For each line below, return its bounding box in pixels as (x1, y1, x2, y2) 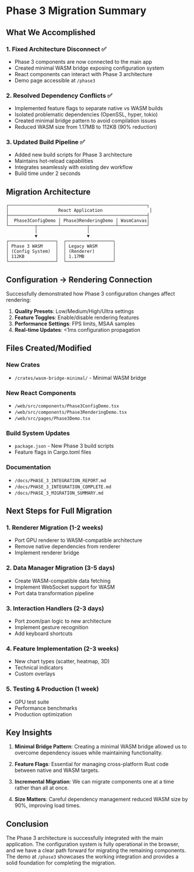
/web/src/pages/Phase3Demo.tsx (14, 416, 91, 422)
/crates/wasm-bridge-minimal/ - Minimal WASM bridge (14, 374, 147, 381)
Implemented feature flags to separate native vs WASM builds (14, 105, 163, 112)
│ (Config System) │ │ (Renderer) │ (6, 249, 116, 255)
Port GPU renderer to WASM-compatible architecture (14, 537, 143, 544)
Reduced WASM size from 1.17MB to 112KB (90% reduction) (14, 123, 157, 131)
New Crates (6, 361, 40, 369)
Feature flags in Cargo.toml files (14, 449, 91, 456)
